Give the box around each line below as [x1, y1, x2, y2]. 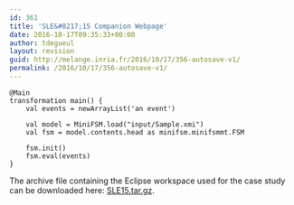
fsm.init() [25, 144, 67, 153]
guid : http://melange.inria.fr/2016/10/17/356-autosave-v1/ [9, 55, 242, 64]
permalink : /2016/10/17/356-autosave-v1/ [9, 64, 168, 73]
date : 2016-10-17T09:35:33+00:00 [9, 30, 136, 39]
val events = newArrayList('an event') [25, 104, 176, 113]
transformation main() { [9, 96, 103, 105]
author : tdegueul [9, 38, 75, 48]
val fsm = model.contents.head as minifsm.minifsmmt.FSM [25, 127, 245, 136]
